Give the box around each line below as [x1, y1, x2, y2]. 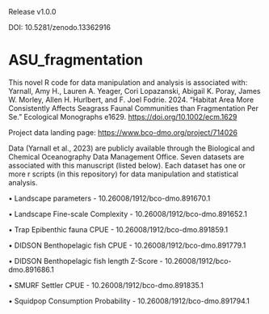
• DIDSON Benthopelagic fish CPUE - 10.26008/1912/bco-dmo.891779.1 [8, 240, 246, 250]
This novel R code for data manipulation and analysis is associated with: [8, 77, 248, 87]
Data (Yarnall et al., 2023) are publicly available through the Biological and [8, 143, 255, 153]
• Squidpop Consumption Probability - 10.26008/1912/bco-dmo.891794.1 [8, 295, 250, 306]
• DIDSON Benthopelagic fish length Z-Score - [8, 256, 163, 265]
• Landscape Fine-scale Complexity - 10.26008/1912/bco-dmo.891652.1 [8, 209, 248, 219]
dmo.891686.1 [8, 265, 55, 274]
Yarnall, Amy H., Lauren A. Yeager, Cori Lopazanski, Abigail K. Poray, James [8, 86, 261, 95]
